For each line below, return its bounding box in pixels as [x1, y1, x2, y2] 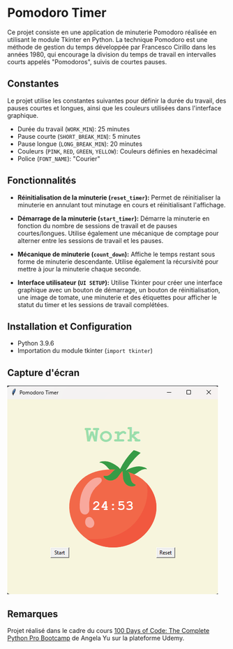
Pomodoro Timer [7, 5, 107, 21]
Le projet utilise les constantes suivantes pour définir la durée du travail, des [7, 96, 227, 105]
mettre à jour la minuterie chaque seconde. [17, 264, 142, 273]
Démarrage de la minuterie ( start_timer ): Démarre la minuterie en [17, 214, 210, 223]
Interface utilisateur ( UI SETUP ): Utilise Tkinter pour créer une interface [17, 278, 223, 287]
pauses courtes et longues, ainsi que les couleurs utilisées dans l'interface [7, 103, 222, 112]
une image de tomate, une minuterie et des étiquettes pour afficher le [17, 293, 218, 301]
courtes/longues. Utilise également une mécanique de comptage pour [17, 229, 219, 237]
